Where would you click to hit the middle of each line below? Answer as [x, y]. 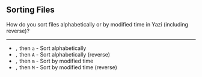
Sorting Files [31, 10]
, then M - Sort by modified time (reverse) [66, 67]
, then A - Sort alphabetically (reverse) [62, 54]
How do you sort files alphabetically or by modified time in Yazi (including [97, 24]
